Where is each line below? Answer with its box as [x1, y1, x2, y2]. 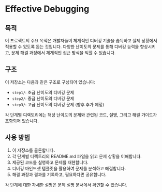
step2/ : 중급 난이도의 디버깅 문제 [12, 96, 74, 101]
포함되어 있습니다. [5, 118, 39, 124]
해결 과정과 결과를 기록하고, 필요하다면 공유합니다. [12, 171, 106, 177]
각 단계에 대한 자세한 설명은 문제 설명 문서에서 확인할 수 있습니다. [5, 182, 128, 188]
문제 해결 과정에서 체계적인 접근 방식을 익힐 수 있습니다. [11, 50, 116, 55]
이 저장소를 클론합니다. [12, 147, 55, 153]
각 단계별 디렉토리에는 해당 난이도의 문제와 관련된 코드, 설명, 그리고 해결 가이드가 [5, 112, 157, 117]
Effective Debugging [5, 3, 89, 15]
